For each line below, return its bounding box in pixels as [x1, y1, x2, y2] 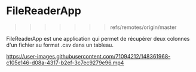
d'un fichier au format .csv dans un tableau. [6, 41, 114, 48]
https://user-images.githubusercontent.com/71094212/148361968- [6, 53, 171, 60]
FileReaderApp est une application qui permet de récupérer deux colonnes [6, 35, 190, 42]
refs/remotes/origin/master [110, 24, 177, 31]
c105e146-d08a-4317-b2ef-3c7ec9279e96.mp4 [6, 59, 124, 66]
